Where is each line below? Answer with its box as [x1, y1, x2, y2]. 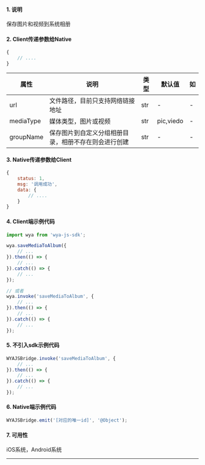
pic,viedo [157, 117, 184, 125]
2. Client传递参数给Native [6, 35, 72, 43]
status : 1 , [17, 176, 45, 182]
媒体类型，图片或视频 [49, 117, 111, 126]
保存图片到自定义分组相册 [49, 129, 123, 137]
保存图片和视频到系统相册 [6, 20, 71, 27]
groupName [9, 133, 44, 142]
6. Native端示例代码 [6, 403, 57, 411]
